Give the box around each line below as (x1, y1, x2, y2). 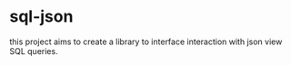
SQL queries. (9, 45, 58, 56)
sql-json (9, 6, 74, 27)
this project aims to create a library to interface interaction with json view (9, 36, 283, 47)
